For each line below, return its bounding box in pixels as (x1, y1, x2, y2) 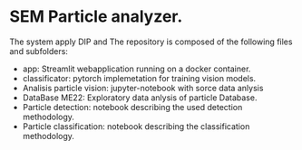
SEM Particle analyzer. (9, 6, 183, 27)
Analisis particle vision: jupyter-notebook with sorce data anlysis (22, 82, 264, 93)
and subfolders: (9, 45, 68, 56)
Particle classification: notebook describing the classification (22, 120, 250, 132)
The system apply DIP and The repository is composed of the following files (9, 36, 293, 47)
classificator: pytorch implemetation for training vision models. (22, 72, 257, 83)
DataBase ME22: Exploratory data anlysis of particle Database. (22, 92, 258, 103)
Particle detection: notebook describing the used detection (22, 101, 243, 112)
